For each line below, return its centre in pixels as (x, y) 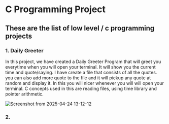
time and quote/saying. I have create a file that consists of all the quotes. (81, 72)
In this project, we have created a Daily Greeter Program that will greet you (83, 61)
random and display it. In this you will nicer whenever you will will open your (84, 83)
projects (19, 36)
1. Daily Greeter (25, 50)
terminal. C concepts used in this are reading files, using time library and (81, 88)
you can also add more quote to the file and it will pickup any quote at (78, 78)
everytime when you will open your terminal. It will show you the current (80, 67)
